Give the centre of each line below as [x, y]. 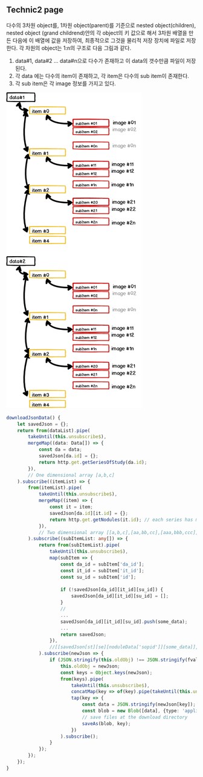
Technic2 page [35, 10]
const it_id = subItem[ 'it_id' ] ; [102, 570]
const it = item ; [71, 507]
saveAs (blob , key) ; [106, 724]
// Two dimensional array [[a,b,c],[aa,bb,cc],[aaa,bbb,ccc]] [118, 532]
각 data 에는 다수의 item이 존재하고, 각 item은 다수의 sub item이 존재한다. [102, 76]
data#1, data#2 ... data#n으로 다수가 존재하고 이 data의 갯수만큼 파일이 [100, 60]
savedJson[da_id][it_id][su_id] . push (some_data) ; [124, 622]
